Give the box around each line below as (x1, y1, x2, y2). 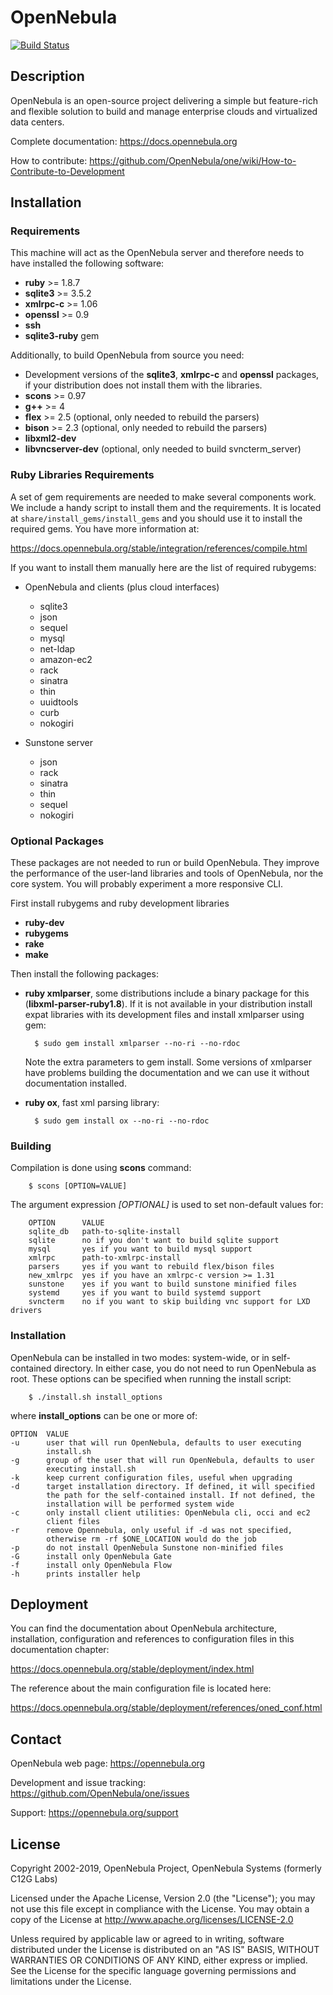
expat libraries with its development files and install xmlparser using (24, 1009, 305, 1021)
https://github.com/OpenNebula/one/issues (10, 1787, 190, 1800)
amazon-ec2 (39, 653, 93, 665)
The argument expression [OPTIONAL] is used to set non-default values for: (10, 1199, 324, 1211)
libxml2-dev (24, 432, 77, 445)
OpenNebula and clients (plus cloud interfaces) (24, 581, 220, 593)
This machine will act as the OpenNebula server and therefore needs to (10, 247, 305, 259)
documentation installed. (24, 1077, 127, 1090)
